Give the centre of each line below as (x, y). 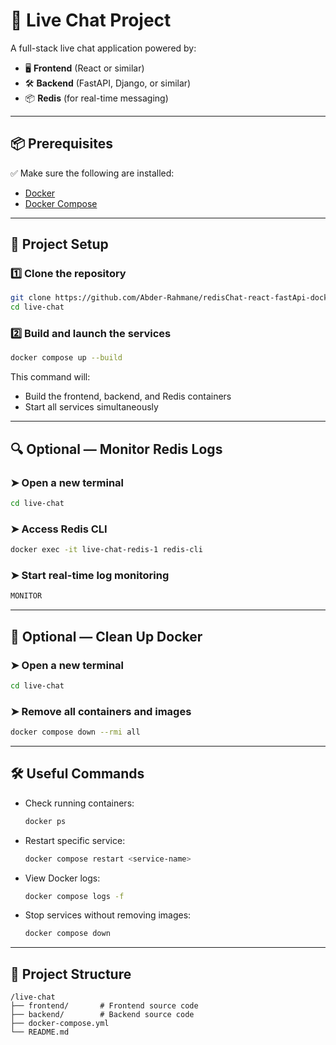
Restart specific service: (75, 840)
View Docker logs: (62, 878)
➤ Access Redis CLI (59, 529)
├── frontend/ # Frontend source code (104, 1006)
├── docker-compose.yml (60, 1024)
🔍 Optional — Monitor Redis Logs (116, 449)
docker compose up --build (66, 358)
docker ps (45, 821)
